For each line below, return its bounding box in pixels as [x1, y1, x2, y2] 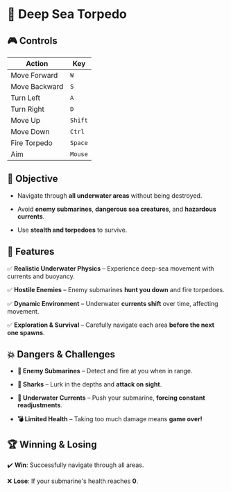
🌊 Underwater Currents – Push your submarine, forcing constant [17, 393, 206, 402]
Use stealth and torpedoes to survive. [17, 226, 128, 234]
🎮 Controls [7, 35, 58, 46]
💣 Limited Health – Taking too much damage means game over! [17, 415, 203, 423]
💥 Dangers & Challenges [7, 348, 116, 360]
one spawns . [7, 328, 45, 337]
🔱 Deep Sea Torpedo [7, 6, 127, 22]
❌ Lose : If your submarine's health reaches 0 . [7, 477, 139, 485]
